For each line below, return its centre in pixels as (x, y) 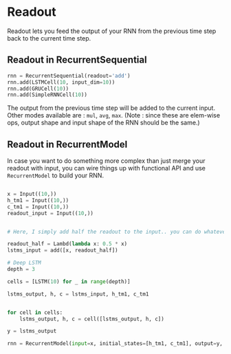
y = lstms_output (32, 331)
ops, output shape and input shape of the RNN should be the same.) (104, 123)
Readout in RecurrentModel (67, 144)
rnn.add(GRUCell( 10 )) (38, 89)
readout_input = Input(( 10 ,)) (51, 213)
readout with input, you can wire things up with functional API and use (107, 168)
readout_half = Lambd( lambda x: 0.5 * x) (67, 244)
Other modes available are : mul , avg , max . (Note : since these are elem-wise (114, 115)
